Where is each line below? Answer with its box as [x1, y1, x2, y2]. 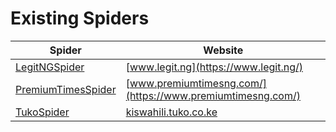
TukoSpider [15, 105, 70, 119]
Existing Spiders [10, 7, 150, 30]
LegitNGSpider [15, 60, 85, 74]
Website [203, 43, 244, 57]
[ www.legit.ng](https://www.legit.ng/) [125, 60, 303, 74]
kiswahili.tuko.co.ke [125, 105, 218, 119]
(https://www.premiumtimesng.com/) [125, 88, 301, 102]
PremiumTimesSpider [15, 82, 117, 96]
